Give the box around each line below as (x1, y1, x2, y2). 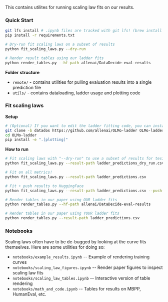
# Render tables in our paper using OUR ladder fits (5, 197, 117, 202)
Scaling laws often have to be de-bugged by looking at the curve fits (5, 239, 146, 245)
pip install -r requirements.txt (5, 33, 75, 38)
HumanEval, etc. (12, 291, 46, 297)
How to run (5, 146, 29, 153)
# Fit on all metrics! (5, 170, 52, 175)
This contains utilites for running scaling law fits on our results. (5, 5, 134, 10)
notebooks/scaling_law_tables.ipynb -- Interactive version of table (12, 275, 150, 281)
